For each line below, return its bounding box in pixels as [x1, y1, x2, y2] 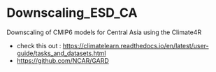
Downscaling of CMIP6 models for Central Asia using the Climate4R [6, 28, 202, 36]
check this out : [16, 41, 62, 50]
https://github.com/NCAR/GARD [16, 56, 109, 64]
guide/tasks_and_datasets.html [16, 49, 106, 57]
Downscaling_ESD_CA [6, 5, 138, 21]
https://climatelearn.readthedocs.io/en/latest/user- [62, 41, 209, 50]
